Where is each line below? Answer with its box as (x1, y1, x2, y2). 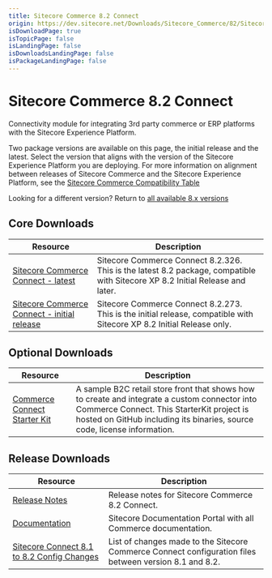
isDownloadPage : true (8, 27, 82, 35)
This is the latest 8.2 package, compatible (96, 264, 257, 276)
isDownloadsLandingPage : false (8, 49, 114, 58)
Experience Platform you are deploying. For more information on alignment (8, 160, 257, 170)
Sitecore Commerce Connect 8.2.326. (96, 255, 243, 266)
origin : (8, 19, 35, 28)
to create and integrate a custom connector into (75, 394, 257, 405)
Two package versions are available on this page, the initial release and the (8, 143, 259, 152)
